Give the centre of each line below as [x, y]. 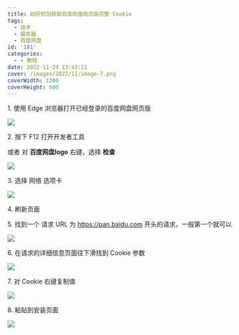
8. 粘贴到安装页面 [33, 310]
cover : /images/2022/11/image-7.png [62, 74]
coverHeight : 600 [33, 87]
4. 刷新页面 [24, 209]
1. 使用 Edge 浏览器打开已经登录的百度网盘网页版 [79, 109]
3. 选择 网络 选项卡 [35, 181]
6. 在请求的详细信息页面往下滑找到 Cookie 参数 [76, 253]
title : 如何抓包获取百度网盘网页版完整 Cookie [70, 14]
